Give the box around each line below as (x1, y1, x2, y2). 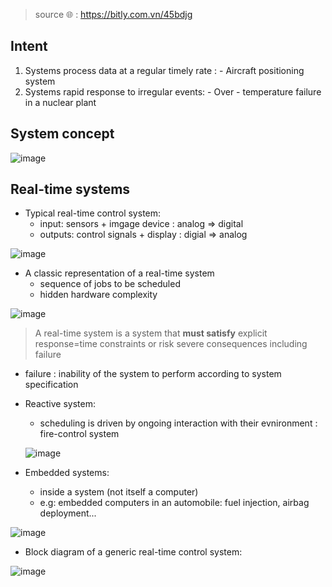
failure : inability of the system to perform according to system (24, 368, 282, 380)
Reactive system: (24, 398, 96, 410)
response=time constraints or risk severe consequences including (34, 338, 308, 350)
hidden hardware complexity (39, 289, 158, 301)
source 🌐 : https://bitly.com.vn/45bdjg (34, 9, 193, 20)
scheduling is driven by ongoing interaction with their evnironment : (39, 417, 318, 429)
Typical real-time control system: (24, 207, 162, 219)
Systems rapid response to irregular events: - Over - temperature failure (24, 85, 322, 98)
